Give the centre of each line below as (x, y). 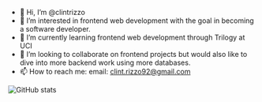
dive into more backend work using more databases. (105, 62)
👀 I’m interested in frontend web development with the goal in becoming (137, 21)
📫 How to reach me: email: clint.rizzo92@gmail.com (105, 72)
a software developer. (55, 29)
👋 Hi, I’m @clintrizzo (52, 12)
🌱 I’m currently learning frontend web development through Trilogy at (132, 37)
